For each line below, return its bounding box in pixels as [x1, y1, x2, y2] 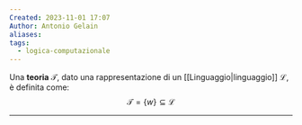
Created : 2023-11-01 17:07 [9, 13, 111, 22]
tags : [9, 38, 30, 48]
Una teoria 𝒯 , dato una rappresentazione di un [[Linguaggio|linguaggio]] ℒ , [9, 72, 289, 83]
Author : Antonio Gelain [9, 22, 99, 31]
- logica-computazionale [17, 47, 111, 56]
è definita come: [9, 82, 70, 93]
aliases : [9, 30, 42, 39]
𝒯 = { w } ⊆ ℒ [127, 96, 175, 108]
